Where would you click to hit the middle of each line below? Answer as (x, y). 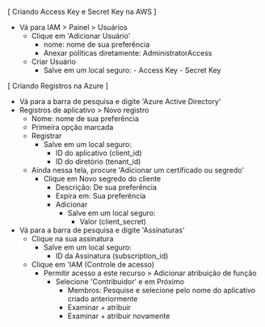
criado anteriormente (103, 299)
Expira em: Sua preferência (101, 196)
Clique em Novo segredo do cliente (102, 178)
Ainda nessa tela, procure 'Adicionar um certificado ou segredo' (137, 170)
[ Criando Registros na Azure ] (58, 86)
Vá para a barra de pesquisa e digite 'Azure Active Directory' (120, 101)
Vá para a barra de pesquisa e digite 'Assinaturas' (102, 230)
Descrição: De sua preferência (106, 187)
